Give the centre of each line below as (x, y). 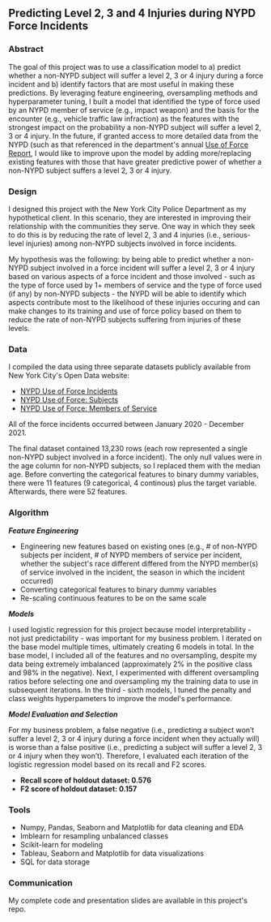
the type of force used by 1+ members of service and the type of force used (135, 285)
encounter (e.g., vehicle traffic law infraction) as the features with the (124, 118)
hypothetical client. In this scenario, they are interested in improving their (130, 218)
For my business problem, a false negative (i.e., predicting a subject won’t (131, 730)
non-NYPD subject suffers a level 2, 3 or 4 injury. (90, 170)
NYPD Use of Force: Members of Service (89, 408)
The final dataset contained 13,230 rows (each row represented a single (128, 449)
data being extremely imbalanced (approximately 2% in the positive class (130, 664)
